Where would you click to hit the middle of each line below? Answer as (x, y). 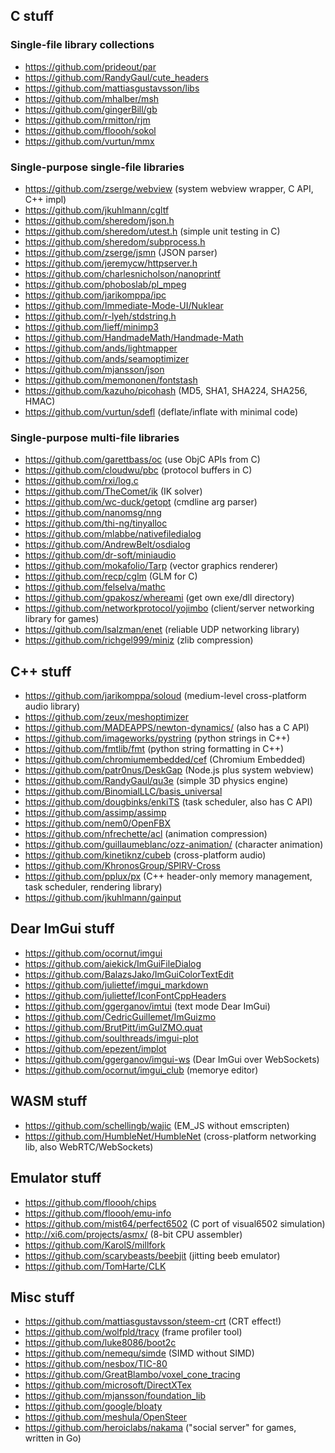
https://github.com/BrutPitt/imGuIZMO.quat (113, 1027)
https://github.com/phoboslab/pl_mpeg (105, 284)
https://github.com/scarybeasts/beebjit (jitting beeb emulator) (152, 1255)
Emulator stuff (56, 1178)
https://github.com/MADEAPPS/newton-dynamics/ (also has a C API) (167, 728)
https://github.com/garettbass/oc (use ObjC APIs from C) (142, 460)
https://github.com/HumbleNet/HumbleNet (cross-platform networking (170, 1136)
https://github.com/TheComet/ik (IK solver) (113, 491)
